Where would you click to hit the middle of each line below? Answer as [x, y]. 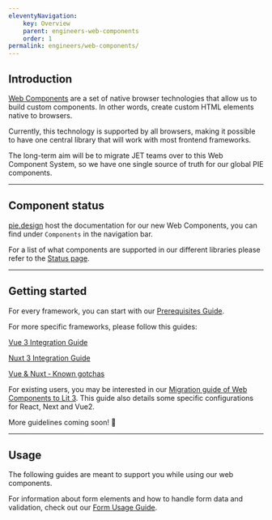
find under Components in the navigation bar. [81, 234]
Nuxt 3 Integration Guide [49, 358]
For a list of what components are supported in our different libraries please [134, 249]
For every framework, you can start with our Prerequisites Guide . [117, 311]
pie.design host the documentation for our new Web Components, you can [133, 225]
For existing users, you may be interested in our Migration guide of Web [128, 389]
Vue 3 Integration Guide [48, 342]
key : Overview [47, 23]
